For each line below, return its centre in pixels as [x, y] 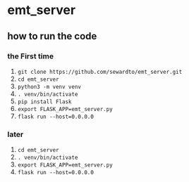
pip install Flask [44, 102]
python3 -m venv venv [49, 86]
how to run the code [52, 36]
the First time [31, 56]
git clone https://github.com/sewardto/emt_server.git [100, 72]
